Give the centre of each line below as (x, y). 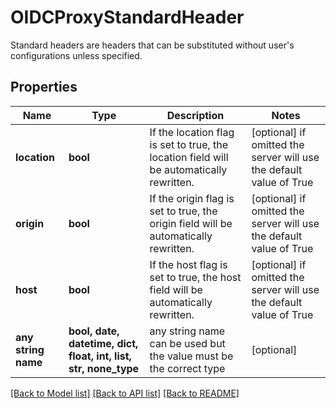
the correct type (187, 368)
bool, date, (94, 331)
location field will (189, 157)
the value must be (191, 356)
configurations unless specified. (76, 55)
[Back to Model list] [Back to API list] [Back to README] (125, 393)
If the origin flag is (192, 198)
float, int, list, (100, 356)
